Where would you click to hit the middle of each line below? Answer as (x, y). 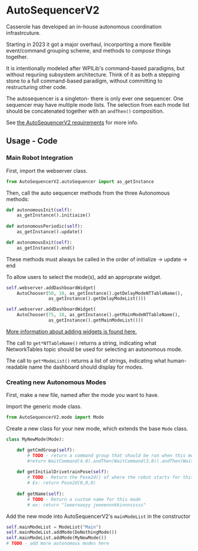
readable (17, 367)
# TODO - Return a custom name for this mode (84, 499)
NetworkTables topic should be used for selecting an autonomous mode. (94, 349)
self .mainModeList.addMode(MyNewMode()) (57, 538)
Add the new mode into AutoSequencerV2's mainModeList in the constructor (98, 516)
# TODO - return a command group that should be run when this (106, 455)
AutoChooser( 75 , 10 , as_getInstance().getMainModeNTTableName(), (99, 315)
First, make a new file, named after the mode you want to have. (82, 395)
